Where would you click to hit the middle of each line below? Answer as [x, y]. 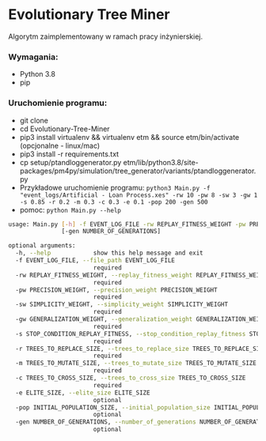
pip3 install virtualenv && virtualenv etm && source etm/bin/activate [129, 137]
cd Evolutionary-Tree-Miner [65, 129]
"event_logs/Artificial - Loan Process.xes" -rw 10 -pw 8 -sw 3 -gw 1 [139, 195]
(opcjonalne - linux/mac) [60, 145]
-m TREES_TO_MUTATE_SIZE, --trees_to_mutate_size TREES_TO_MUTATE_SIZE [136, 364]
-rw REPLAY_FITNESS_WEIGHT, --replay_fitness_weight [104, 275]
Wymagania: [33, 57]
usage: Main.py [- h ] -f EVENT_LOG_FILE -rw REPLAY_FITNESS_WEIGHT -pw [127, 224]
